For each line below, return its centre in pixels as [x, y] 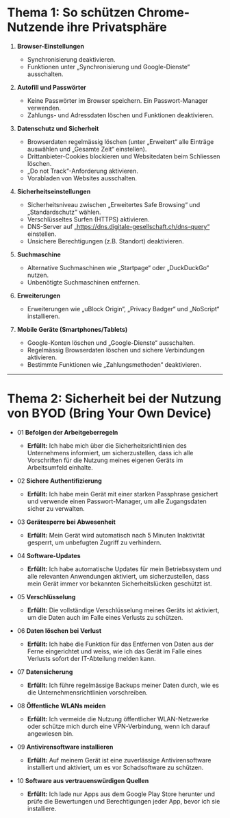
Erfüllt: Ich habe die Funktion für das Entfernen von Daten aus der [120, 644]
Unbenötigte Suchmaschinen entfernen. [84, 282]
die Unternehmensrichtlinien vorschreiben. [88, 692]
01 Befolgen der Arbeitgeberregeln [67, 432]
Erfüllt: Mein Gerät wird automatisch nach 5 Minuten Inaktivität [116, 535]
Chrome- [164, 13]
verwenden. [44, 108]
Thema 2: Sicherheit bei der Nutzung [114, 399]
